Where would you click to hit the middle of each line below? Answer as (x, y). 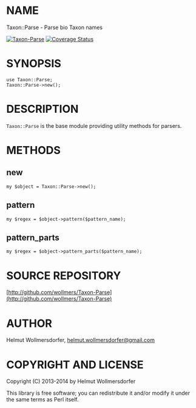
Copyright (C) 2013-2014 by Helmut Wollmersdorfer (71, 381)
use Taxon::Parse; (29, 79)
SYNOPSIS (34, 64)
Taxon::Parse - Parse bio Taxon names (55, 27)
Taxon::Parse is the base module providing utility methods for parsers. (94, 125)
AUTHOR (29, 323)
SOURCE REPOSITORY (64, 276)
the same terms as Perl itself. (42, 400)
